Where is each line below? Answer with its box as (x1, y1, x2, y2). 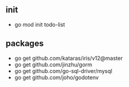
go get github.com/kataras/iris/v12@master (14, 54, 123, 62)
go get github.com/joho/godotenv (14, 74, 99, 81)
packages (5, 39, 44, 49)
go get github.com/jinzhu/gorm (14, 60, 93, 68)
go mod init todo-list (14, 21, 65, 28)
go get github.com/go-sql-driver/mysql (14, 67, 113, 74)
